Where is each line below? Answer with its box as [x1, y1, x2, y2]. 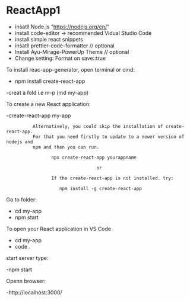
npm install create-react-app [14, 78, 85, 85]
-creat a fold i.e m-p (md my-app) [6, 89, 89, 96]
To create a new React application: [6, 100, 91, 107]
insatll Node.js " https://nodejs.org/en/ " [14, 23, 110, 30]
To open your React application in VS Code [6, 225, 112, 232]
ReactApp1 [6, 4, 61, 17]
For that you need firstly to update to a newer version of [32, 134, 185, 140]
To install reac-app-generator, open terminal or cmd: [6, 66, 135, 73]
